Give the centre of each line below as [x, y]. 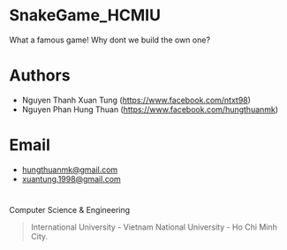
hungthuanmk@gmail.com [70, 170]
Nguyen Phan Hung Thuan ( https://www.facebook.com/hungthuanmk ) [150, 109]
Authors [40, 76]
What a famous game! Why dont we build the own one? [110, 40]
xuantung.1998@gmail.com [71, 178]
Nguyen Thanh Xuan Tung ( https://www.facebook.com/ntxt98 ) [136, 100]
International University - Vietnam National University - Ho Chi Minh [154, 227]
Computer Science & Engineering [70, 210]
